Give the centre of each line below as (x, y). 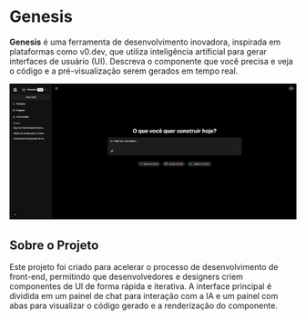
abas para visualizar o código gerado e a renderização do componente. (143, 305)
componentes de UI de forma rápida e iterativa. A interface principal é (141, 286)
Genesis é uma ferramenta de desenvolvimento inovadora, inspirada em (145, 42)
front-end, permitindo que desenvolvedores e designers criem (127, 277)
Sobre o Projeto (54, 245)
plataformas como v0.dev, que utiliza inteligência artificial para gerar (138, 51)
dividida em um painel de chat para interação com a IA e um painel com (144, 296)
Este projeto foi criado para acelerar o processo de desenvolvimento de (144, 267)
